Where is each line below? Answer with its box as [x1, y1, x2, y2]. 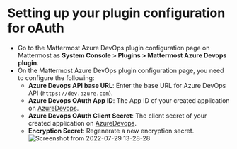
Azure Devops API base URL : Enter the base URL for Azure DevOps [28, 81, 226, 89]
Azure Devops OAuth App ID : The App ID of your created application [28, 96, 230, 104]
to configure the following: [17, 73, 95, 82]
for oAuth [7, 20, 65, 36]
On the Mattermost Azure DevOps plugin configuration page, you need [17, 66, 224, 74]
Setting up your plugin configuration [7, 5, 226, 21]
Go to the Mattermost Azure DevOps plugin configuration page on [17, 43, 210, 52]
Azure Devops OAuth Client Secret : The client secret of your [28, 111, 207, 120]
